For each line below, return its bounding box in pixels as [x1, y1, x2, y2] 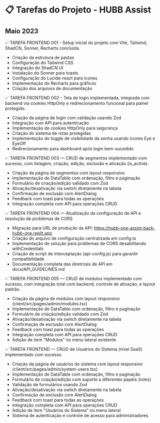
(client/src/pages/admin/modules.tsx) [12, 301, 88, 306]
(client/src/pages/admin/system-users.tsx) [12, 366, 98, 372]
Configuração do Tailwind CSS [12, 60, 74, 65]
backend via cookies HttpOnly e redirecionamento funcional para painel [5, 100, 149, 106]
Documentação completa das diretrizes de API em [12, 261, 113, 267]
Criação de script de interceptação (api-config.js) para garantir [12, 251, 138, 256]
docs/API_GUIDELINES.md [12, 266, 65, 272]
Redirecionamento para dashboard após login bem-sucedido [12, 146, 134, 151]
